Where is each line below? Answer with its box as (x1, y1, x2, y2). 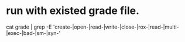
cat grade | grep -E (6, 23, 52, 30)
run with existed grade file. (6, 4, 139, 17)
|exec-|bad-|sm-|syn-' (6, 29, 61, 36)
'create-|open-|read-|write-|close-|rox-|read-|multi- (53, 23, 180, 30)
